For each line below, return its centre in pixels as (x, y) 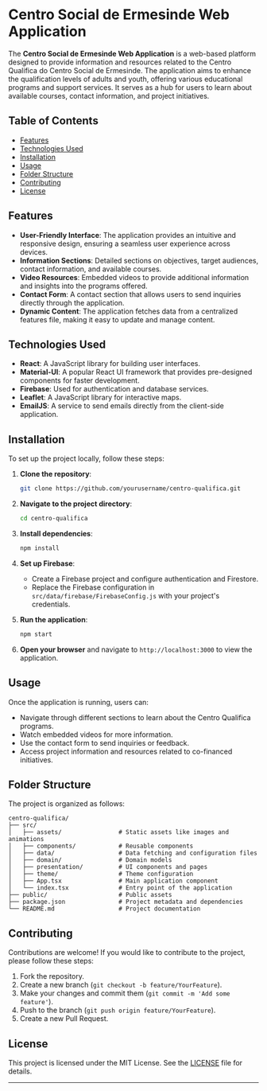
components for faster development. (80, 380)
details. (20, 1071)
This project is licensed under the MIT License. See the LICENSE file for (126, 1062)
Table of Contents (54, 121)
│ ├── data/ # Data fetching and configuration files (133, 853)
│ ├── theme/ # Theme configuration (101, 874)
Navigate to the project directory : (76, 504)
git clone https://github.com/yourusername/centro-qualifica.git (130, 489)
